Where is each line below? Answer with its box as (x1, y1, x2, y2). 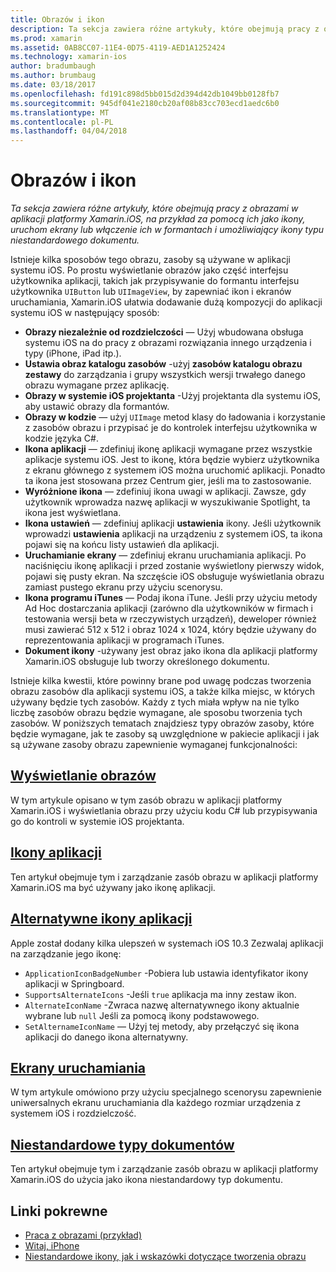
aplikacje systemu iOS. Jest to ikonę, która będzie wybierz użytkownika (24, 454, 320, 466)
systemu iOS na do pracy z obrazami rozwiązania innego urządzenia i (24, 337, 312, 349)
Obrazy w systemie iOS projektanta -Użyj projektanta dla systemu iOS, (24, 390, 321, 402)
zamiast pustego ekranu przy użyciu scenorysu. (24, 581, 223, 593)
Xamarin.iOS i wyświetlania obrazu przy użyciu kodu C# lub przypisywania (10, 804, 318, 816)
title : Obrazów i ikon (10, 14, 105, 25)
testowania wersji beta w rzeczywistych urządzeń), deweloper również (24, 613, 318, 625)
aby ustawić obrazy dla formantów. (24, 401, 170, 413)
